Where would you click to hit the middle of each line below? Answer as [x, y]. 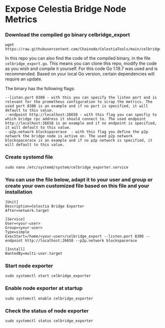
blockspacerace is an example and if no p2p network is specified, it [79, 141]
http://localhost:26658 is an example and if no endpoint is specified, [81, 124]
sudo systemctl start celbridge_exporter [48, 276]
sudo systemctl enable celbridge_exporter [49, 298]
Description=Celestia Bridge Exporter [45, 206]
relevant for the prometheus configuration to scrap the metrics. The [79, 102]
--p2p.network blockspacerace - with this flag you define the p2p [77, 132]
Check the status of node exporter [47, 311]
